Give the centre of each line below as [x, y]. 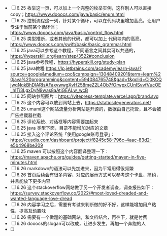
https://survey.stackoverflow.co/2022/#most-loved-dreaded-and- [79, 193]
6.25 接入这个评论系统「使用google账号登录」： [66, 134]
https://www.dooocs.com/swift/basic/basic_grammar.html [71, 44]
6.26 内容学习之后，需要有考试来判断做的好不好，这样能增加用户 [84, 204]
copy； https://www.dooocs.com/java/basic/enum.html [67, 14]
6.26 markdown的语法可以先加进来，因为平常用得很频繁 [75, 168]
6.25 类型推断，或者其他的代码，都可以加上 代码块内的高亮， [80, 38]
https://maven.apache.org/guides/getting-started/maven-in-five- [78, 157]
